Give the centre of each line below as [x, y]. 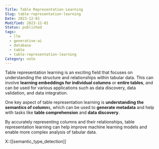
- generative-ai [26, 41]
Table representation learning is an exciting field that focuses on [69, 72]
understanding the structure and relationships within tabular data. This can [79, 78]
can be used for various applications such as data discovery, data [71, 88]
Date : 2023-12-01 [22, 18]
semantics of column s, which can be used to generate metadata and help [80, 108]
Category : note [20, 59]
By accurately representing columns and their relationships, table [70, 122]
